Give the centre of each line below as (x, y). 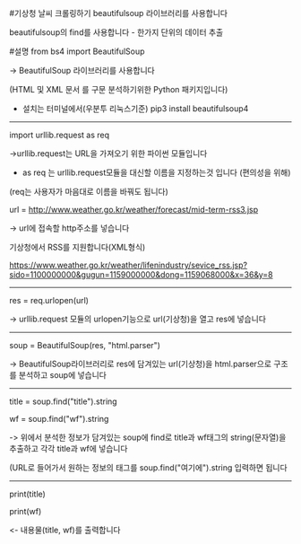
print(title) (28, 494)
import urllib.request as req (60, 135)
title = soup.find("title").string (64, 401)
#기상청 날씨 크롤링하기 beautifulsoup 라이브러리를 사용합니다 (119, 13)
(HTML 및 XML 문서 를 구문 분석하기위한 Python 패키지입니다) (119, 89)
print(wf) (26, 511)
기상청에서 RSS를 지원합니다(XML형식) (77, 247)
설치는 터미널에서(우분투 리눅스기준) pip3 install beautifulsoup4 (135, 109)
